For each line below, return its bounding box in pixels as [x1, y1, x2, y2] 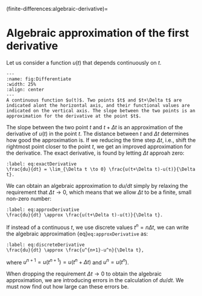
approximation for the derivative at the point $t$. [6, 113, 142, 119]
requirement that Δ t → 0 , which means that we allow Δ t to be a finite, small [6, 188, 192, 196]
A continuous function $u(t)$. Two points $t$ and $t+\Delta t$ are [6, 97, 182, 103]
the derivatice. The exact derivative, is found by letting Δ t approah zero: [6, 149, 185, 156]
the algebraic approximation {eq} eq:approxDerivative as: [6, 230, 148, 237]
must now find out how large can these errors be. [6, 283, 129, 291]
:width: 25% [6, 81, 36, 87]
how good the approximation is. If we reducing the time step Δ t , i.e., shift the [6, 136, 196, 144]
